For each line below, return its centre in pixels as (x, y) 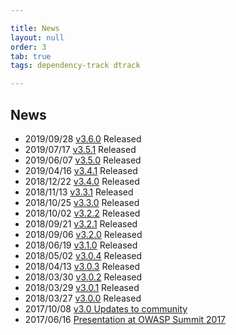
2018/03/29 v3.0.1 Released (82, 287)
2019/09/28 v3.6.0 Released (83, 138)
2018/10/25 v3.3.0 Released (82, 202)
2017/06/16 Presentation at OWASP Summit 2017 (125, 319)
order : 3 (28, 47)
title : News (35, 28)
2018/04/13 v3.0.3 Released (82, 266)
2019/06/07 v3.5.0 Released (83, 160)
